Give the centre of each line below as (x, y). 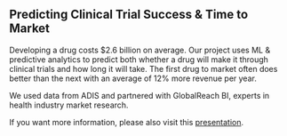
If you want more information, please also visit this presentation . (127, 122)
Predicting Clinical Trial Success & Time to (129, 15)
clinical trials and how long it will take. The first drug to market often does (143, 68)
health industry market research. (69, 105)
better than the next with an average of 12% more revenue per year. (133, 78)
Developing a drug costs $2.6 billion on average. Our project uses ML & (140, 50)
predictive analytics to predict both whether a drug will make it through (139, 59)
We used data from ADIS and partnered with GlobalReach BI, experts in (140, 95)
